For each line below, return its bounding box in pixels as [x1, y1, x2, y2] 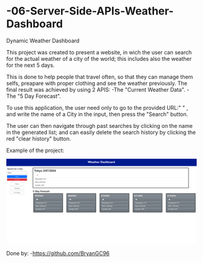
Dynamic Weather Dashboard [6, 37, 80, 44]
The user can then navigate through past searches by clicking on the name [6, 122, 193, 129]
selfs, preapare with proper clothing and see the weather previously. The [6, 80, 187, 87]
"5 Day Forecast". [17, 92, 62, 100]
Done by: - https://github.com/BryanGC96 [6, 250, 110, 257]
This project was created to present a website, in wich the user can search [6, 48, 192, 55]
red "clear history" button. [6, 135, 71, 142]
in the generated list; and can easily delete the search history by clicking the [6, 128, 196, 136]
